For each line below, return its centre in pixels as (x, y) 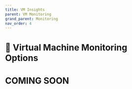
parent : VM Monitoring (28, 14)
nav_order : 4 (18, 23)
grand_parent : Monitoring (31, 19)
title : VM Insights (25, 10)
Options (22, 58)
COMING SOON (37, 80)
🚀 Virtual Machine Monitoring (66, 48)
